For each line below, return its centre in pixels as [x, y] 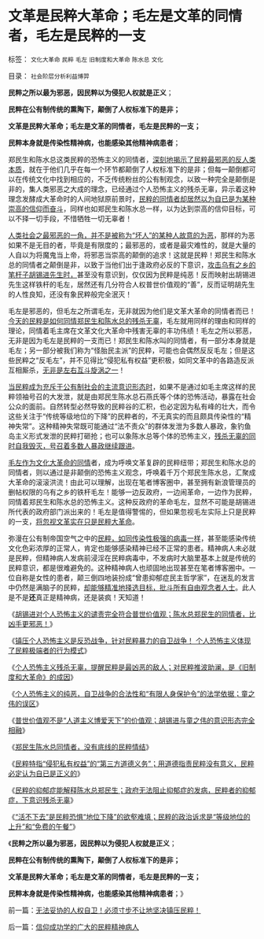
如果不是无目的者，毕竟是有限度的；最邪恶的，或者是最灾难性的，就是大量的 [132, 245]
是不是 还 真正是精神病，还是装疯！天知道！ [77, 597]
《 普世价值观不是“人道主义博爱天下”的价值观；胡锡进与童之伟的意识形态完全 [132, 720]
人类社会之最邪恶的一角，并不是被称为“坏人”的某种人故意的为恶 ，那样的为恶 [132, 235]
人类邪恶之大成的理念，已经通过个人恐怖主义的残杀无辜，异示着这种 [145, 189]
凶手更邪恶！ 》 [32, 623]
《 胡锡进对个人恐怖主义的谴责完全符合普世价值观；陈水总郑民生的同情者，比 [132, 614]
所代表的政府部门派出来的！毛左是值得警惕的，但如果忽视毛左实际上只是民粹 [132, 512]
